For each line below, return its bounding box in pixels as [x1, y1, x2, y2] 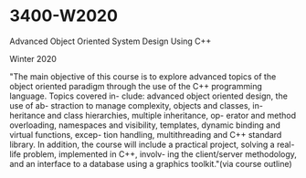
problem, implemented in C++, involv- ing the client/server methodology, [22, 148, 297, 160]
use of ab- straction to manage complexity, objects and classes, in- [9, 99, 263, 110]
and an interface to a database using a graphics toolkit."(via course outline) [9, 158, 292, 169]
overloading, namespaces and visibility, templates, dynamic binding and [9, 120, 281, 131]
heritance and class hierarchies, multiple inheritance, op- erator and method [9, 110, 297, 120]
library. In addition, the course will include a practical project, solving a [9, 139, 276, 150]
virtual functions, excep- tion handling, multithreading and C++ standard [9, 129, 282, 140]
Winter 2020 [9, 53, 58, 64]
